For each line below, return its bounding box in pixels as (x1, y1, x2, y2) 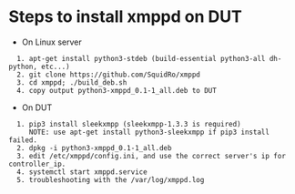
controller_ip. (8, 159, 66, 168)
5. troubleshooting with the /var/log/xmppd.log (16, 175, 205, 184)
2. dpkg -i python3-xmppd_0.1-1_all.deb (16, 143, 172, 152)
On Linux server (21, 36, 83, 47)
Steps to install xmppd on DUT (8, 6, 242, 27)
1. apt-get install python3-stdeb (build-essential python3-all (16, 54, 266, 63)
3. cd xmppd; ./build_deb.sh (16, 77, 127, 87)
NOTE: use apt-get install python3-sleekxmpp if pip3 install (28, 128, 270, 137)
